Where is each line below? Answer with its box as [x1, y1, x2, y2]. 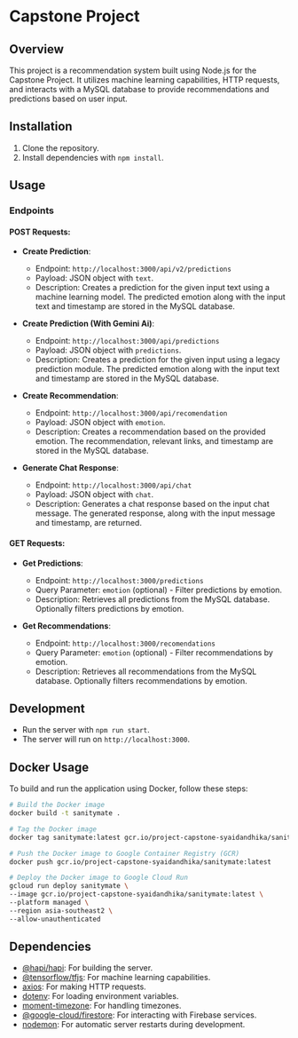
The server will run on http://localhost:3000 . [21, 734, 191, 745]
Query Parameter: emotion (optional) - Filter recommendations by [35, 646, 273, 658]
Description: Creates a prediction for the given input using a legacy [35, 354, 281, 365]
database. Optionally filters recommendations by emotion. [35, 675, 247, 685]
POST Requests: [9, 226, 71, 237]
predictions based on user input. [9, 93, 129, 104]
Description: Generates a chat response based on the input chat [35, 499, 271, 510]
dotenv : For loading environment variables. [21, 991, 179, 1002]
